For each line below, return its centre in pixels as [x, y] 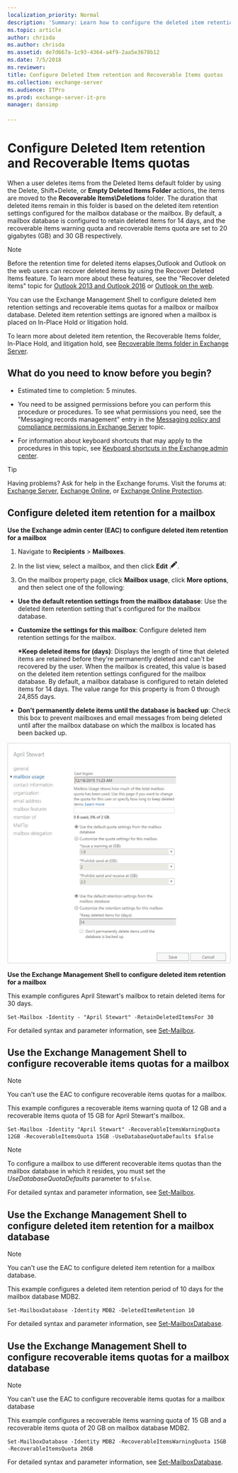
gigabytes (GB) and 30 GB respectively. [65, 236]
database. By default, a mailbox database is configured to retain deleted [123, 681]
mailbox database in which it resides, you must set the [86, 1171]
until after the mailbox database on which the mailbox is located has [117, 725]
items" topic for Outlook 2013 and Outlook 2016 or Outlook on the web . [111, 286]
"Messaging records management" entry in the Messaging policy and [119, 419]
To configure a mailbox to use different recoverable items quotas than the [114, 1164]
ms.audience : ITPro [36, 90]
